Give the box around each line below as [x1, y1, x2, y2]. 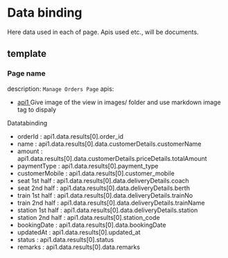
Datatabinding [7, 119, 48, 127]
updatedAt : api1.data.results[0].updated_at [17, 227, 141, 237]
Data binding [7, 5, 82, 21]
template [7, 48, 47, 60]
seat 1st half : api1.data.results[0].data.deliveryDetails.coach [17, 176, 189, 184]
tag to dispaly [17, 105, 57, 114]
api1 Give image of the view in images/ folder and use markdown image [17, 98, 221, 106]
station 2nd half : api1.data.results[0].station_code [17, 213, 161, 221]
